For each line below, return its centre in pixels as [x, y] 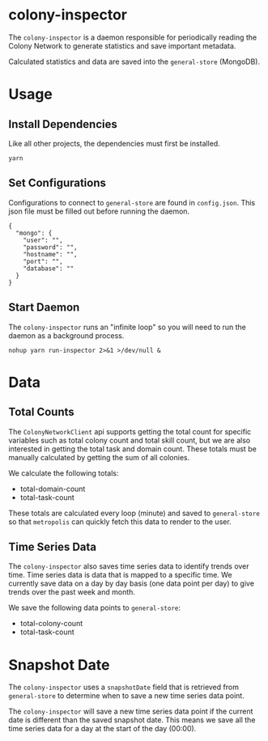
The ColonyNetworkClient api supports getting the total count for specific [130, 431]
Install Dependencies [63, 124]
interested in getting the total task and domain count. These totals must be [132, 449]
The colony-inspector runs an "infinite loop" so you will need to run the [128, 327]
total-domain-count [53, 489]
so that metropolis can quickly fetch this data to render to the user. [120, 521]
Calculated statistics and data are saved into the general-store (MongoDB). [134, 61]
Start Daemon [44, 308]
